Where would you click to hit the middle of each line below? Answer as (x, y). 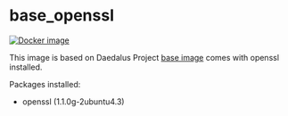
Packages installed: (45, 84)
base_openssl (62, 16)
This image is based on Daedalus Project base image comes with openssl (144, 57)
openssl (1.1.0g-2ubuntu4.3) (73, 101)
